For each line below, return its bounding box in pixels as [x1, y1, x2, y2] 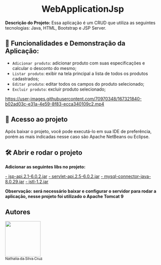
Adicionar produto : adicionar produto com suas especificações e [12, 60, 145, 66]
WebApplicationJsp [41, 3, 124, 15]
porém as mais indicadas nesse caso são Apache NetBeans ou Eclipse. [5, 133, 150, 139]
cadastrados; [12, 75, 39, 82]
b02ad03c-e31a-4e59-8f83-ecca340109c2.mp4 [5, 101, 104, 107]
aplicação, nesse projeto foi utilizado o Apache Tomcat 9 [5, 194, 124, 199]
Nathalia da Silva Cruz [5, 256, 43, 262]
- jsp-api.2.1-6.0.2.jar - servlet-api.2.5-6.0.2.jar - [5, 173, 103, 179]
